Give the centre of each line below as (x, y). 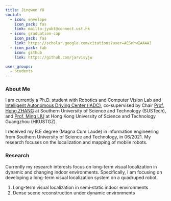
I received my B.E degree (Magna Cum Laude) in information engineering (82, 132)
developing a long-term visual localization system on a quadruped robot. (82, 177)
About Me (18, 89)
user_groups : (19, 67)
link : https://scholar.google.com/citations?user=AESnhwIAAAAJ (83, 43)
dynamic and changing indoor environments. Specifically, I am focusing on (84, 172)
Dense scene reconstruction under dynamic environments (74, 193)
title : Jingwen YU (25, 10)
